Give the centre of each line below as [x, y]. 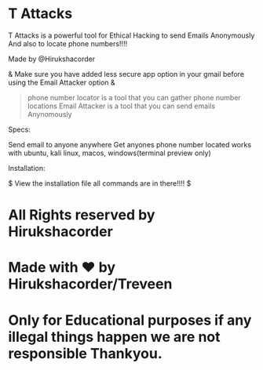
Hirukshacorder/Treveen [90, 284]
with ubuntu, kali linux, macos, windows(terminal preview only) [110, 153]
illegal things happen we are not [114, 337]
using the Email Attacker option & [62, 82]
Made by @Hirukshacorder [52, 59]
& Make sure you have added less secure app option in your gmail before [126, 74]
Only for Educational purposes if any [130, 320]
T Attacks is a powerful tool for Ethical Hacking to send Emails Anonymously [131, 35]
